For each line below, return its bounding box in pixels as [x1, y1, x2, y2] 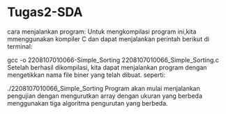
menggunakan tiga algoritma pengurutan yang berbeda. [7, 99, 169, 107]
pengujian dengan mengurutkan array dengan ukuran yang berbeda [7, 92, 203, 100]
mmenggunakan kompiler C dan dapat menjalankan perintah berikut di [7, 34, 210, 43]
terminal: [7, 42, 33, 50]
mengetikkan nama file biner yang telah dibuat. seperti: [7, 71, 166, 79]
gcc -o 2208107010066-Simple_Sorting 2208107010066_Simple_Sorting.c [7, 55, 220, 64]
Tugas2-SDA [7, 4, 83, 20]
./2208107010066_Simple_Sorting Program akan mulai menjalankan [7, 84, 201, 92]
